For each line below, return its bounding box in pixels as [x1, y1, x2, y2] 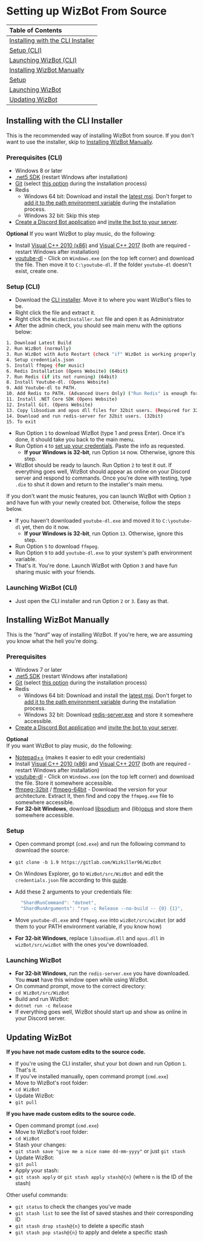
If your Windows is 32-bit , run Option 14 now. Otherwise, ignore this [24, 449, 195, 456]
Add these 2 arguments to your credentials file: [14, 888, 132, 895]
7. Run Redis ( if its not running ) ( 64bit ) [6, 373, 118, 380]
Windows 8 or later [14, 167, 63, 175]
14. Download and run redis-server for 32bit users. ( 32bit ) [6, 413, 164, 419]
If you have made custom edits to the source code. [6, 1110, 136, 1118]
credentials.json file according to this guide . [14, 877, 128, 884]
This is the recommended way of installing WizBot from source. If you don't [6, 132, 195, 139]
